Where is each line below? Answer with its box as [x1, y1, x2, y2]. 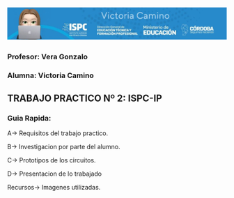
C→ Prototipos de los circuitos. [7, 156, 96, 165]
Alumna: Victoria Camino [7, 70, 94, 80]
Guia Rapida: [7, 113, 52, 123]
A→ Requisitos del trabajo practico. [7, 129, 109, 137]
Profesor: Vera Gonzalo [7, 52, 88, 62]
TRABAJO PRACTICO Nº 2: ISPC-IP [7, 92, 162, 104]
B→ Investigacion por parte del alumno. [7, 143, 120, 151]
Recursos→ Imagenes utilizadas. [7, 183, 101, 192]
